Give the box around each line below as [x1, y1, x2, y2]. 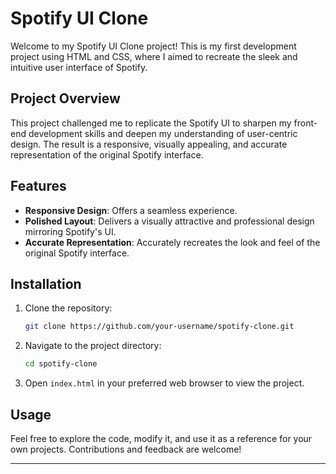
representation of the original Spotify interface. [10, 148, 204, 161]
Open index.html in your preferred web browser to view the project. [24, 377, 305, 389]
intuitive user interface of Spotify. [10, 61, 148, 73]
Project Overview [10, 90, 121, 107]
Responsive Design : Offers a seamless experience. [24, 204, 238, 216]
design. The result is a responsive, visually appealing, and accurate [10, 138, 288, 150]
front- [293, 117, 318, 129]
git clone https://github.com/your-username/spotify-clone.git [24, 322, 295, 332]
